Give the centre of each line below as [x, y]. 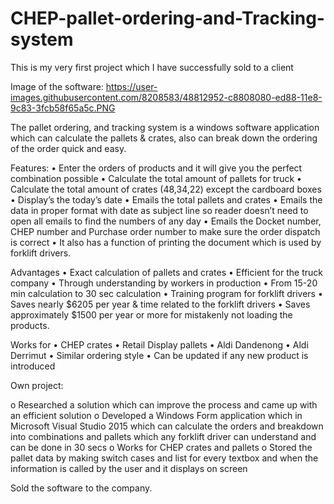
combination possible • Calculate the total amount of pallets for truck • [156, 178]
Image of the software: [57, 86]
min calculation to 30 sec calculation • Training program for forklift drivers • [166, 293]
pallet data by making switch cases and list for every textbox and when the [164, 458]
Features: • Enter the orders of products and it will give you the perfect [156, 168]
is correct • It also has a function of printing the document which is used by [166, 242]
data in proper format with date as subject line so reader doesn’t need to [159, 210]
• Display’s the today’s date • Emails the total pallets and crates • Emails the [166, 199]
